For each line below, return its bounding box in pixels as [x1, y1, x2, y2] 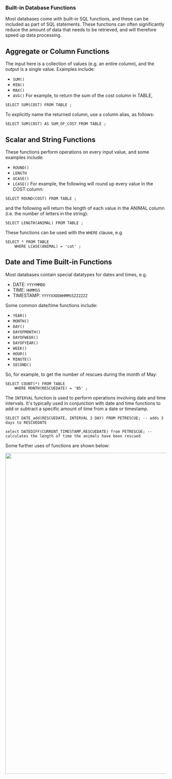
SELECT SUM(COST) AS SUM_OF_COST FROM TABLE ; [5, 121, 106, 127]
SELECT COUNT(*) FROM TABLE [5, 381, 66, 386]
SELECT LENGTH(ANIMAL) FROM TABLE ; [5, 220, 83, 225]
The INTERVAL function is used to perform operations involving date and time [5, 394, 166, 401]
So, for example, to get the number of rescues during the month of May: [5, 371, 157, 377]
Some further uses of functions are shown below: [5, 442, 110, 448]
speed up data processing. [5, 32, 62, 39]
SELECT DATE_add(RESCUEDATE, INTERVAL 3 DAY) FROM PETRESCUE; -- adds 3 [5, 415, 164, 421]
